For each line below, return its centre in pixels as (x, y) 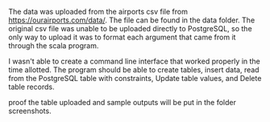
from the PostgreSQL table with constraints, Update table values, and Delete (135, 78)
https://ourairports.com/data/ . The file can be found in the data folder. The (132, 20)
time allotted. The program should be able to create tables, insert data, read (134, 70)
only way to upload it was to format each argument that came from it (122, 37)
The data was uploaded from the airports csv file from (98, 12)
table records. (31, 87)
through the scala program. (54, 46)
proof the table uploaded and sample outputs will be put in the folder (122, 102)
